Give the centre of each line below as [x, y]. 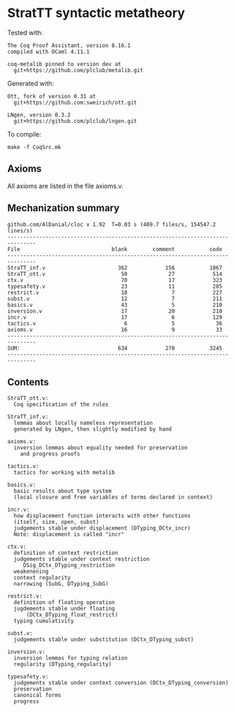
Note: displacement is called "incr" [69, 535]
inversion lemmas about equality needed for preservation [101, 448]
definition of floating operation [64, 602]
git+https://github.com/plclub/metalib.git [78, 70]
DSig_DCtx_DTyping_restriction [69, 566]
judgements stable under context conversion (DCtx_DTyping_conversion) [121, 683]
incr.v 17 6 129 [115, 317]
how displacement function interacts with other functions [102, 516]
